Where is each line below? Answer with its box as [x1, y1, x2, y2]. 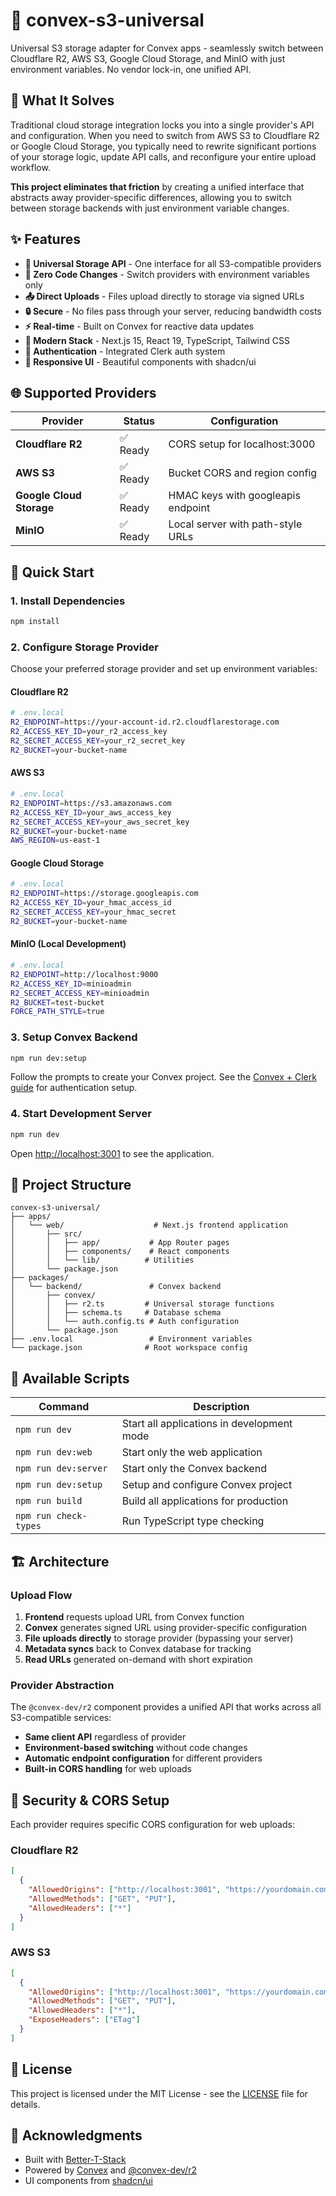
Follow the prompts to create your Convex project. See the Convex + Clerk [10, 1071, 317, 1083]
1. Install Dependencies [10, 594, 126, 608]
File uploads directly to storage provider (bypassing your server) [24, 1632, 294, 1644]
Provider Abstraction [10, 1678, 115, 1692]
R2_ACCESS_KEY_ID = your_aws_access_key [10, 807, 172, 818]
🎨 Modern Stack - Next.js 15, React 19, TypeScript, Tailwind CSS [24, 334, 290, 346]
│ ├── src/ [10, 1229, 83, 1239]
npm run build [15, 1495, 83, 1507]
